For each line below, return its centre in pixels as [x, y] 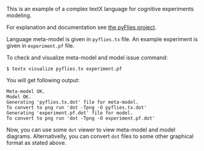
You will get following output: [43, 80]
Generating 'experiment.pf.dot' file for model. [70, 113]
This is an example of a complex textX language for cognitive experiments [100, 9]
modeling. [19, 15]
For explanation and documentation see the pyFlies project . [81, 27]
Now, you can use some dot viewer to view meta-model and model [91, 130]
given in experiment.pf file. [41, 46]
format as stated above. [36, 143]
